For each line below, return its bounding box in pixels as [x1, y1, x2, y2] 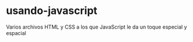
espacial [6, 29, 26, 36]
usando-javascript [6, 4, 98, 17]
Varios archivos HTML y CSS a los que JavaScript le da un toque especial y [6, 23, 187, 30]
